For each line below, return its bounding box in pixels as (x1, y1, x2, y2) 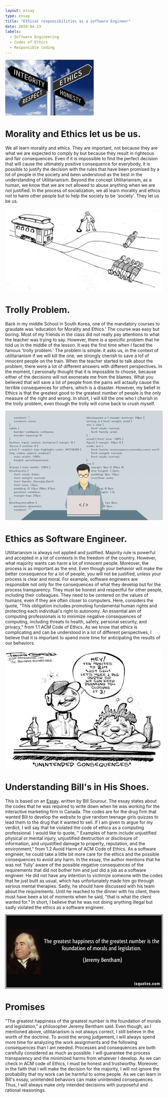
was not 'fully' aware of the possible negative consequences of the (5, 862, 144, 868)
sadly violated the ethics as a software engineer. (5, 904, 105, 910)
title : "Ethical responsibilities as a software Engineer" (5, 19, 131, 24)
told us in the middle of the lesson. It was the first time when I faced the (5, 342, 153, 348)
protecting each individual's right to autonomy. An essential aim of (5, 608, 141, 614)
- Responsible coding (9, 45, 55, 50)
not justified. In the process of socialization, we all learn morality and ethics (5, 187, 160, 193)
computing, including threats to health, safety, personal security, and (5, 619, 147, 625)
